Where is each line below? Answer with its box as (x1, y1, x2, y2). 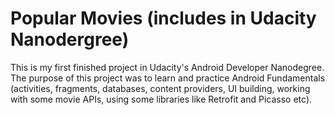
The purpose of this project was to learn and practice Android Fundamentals (10, 72, 326, 84)
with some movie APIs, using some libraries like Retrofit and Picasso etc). (10, 93, 313, 105)
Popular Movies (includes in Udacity (10, 7, 317, 30)
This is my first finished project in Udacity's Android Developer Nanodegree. (10, 61, 325, 73)
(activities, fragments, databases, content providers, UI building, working (10, 82, 311, 94)
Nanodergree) (10, 28, 130, 51)
